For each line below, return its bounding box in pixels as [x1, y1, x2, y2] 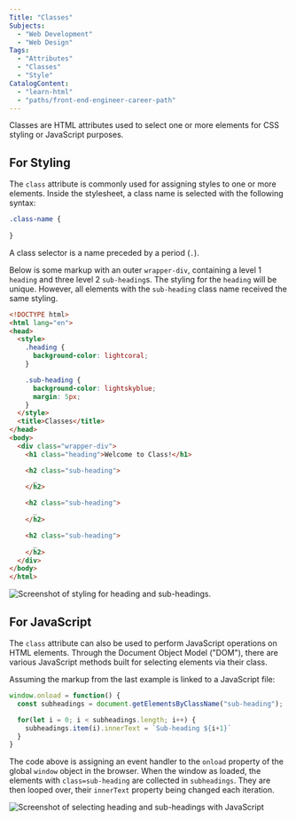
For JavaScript [9, 614, 92, 629]
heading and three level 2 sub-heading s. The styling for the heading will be [9, 274, 277, 284]
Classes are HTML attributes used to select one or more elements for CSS [9, 120, 279, 131]
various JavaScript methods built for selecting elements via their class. [9, 657, 268, 667]
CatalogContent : [9, 79, 69, 88]
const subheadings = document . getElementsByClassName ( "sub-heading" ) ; [17, 699, 284, 708]
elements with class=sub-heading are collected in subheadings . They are [9, 775, 271, 786]
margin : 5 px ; [32, 392, 82, 401]
